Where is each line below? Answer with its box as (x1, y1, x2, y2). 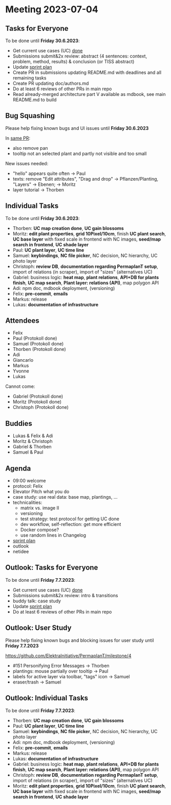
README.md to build (12, 96, 57, 103)
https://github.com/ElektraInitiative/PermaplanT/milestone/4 (5, 653, 132, 659)
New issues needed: (5, 160, 49, 166)
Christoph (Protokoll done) (12, 404, 69, 410)
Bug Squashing (5, 111, 55, 120)
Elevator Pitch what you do (12, 488, 70, 495)
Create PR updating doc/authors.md (12, 81, 89, 86)
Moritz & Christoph (12, 438, 53, 444)
